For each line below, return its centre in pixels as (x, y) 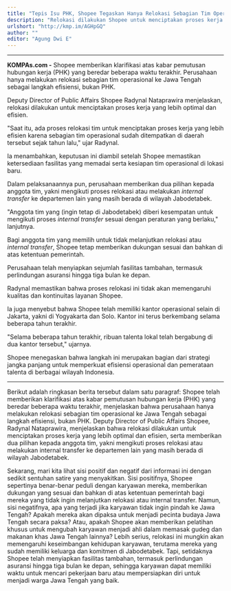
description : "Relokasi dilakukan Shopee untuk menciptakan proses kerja (115, 20)
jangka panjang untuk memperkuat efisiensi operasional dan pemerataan (110, 365)
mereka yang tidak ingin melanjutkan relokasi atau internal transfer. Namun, (114, 500)
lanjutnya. (21, 227)
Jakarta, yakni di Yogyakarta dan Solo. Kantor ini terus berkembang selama (113, 316)
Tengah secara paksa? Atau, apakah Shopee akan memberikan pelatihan (110, 522)
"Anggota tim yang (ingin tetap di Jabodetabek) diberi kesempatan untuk (110, 212)
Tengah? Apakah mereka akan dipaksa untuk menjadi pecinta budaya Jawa (114, 515)
